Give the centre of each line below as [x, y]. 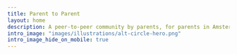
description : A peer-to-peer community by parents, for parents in [109, 27]
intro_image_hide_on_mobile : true [58, 40]
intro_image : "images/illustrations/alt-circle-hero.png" [94, 33]
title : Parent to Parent [44, 14]
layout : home [26, 20]
